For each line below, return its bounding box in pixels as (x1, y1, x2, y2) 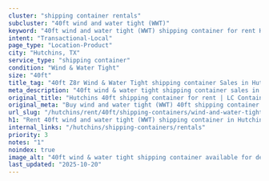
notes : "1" (8, 138, 45, 147)
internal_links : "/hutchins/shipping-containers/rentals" (8, 123, 206, 131)
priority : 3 (8, 131, 48, 139)
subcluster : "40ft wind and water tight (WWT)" (8, 19, 171, 27)
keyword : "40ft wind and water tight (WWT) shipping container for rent (8, 26, 256, 34)
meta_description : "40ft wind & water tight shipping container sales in (8, 86, 260, 95)
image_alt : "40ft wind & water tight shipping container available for (8, 153, 252, 161)
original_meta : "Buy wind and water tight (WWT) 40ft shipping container (8, 101, 260, 109)
